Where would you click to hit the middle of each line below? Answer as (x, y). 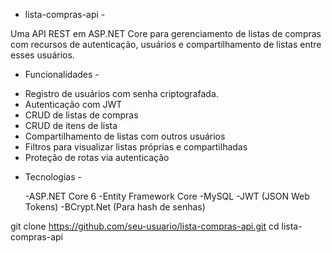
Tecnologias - (53, 177)
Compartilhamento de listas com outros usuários (125, 136)
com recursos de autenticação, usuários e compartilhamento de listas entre (166, 44)
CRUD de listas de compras (81, 115)
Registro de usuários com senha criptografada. (121, 93)
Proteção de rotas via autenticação (97, 157)
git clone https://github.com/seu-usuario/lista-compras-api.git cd (145, 226)
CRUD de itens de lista (71, 125)
